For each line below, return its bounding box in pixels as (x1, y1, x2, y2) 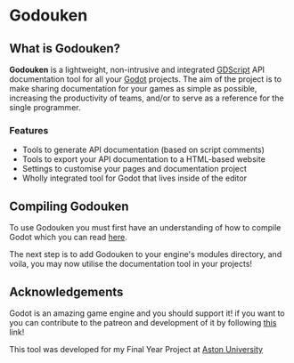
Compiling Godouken (9, 198, 129, 214)
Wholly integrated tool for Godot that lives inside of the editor (21, 173, 248, 183)
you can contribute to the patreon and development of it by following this (9, 317, 277, 327)
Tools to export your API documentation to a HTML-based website (21, 154, 265, 165)
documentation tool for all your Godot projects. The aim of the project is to (9, 74, 282, 85)
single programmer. (9, 102, 81, 112)
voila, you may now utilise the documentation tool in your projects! (9, 259, 252, 270)
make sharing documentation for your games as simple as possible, (9, 84, 257, 93)
